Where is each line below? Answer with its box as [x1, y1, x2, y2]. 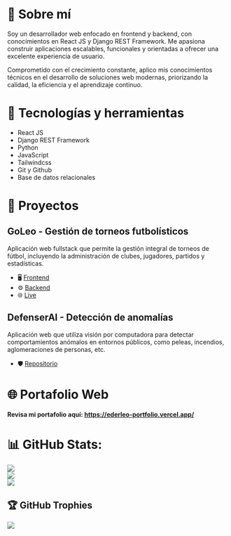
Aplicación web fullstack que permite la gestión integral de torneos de [7, 244, 210, 252]
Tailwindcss [17, 158, 52, 166]
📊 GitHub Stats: [7, 436, 103, 452]
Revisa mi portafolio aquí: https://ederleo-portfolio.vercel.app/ [7, 410, 195, 419]
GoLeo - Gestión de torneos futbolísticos [7, 225, 189, 237]
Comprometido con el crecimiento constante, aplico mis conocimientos [7, 65, 213, 74]
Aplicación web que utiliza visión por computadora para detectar [7, 330, 195, 339]
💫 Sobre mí [7, 6, 71, 22]
